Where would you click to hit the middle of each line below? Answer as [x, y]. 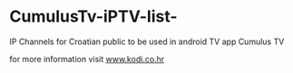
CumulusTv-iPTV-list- [94, 17]
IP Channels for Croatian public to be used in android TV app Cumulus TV [147, 41]
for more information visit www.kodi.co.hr [87, 59]
